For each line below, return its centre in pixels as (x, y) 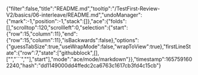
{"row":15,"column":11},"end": (42, 34)
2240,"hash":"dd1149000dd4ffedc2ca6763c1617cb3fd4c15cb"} (84, 65)
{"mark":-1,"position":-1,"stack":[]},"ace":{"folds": (67, 21)
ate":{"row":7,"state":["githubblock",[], (53, 53)
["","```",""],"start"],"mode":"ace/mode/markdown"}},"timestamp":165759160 (99, 59)
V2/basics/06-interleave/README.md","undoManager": (74, 15)
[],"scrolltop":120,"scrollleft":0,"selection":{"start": (67, 27)
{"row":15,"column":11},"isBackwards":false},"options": (73, 40)
